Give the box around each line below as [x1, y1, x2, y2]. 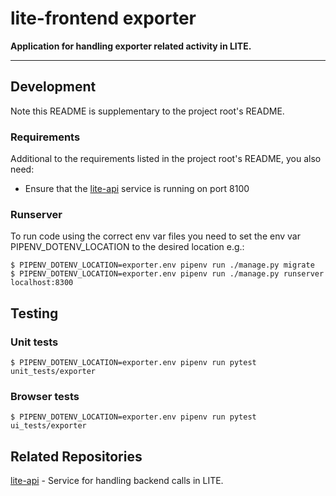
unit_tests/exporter [10, 367, 97, 377]
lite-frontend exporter [10, 7, 197, 30]
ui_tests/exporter [10, 421, 87, 431]
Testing [10, 305, 59, 322]
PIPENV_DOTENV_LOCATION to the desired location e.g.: [10, 241, 245, 253]
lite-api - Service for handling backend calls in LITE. [10, 475, 224, 487]
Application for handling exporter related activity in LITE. [10, 40, 252, 52]
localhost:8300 [10, 278, 74, 288]
